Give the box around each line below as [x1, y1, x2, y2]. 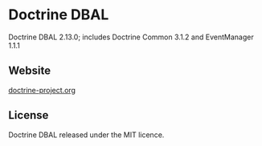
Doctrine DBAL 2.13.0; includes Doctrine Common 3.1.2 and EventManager [8, 32, 255, 42]
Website [8, 64, 51, 78]
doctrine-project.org [8, 85, 76, 95]
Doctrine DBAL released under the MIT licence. [8, 130, 165, 140]
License [8, 108, 49, 122]
